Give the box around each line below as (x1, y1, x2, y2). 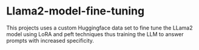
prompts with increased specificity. (6, 37, 94, 44)
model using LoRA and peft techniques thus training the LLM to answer (6, 30, 184, 37)
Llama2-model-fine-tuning (6, 4, 144, 18)
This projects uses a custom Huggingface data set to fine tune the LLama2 (6, 24, 193, 31)
